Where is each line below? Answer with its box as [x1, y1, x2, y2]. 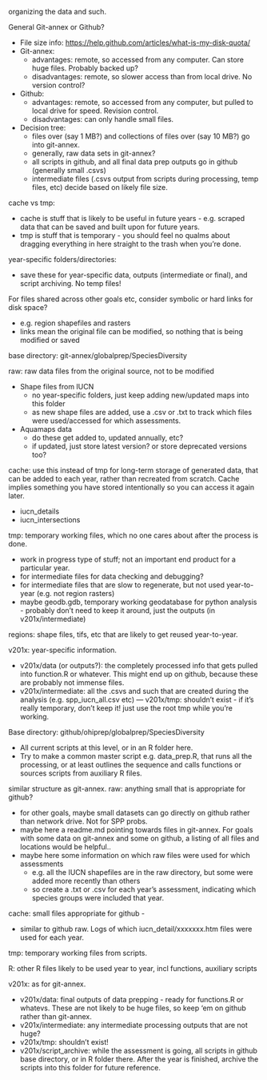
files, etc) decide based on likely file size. [31, 183, 168, 191]
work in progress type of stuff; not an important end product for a [19, 554, 236, 564]
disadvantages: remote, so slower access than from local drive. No [31, 72, 253, 81]
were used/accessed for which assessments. [31, 416, 181, 425]
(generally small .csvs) [31, 166, 106, 175]
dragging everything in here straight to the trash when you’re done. [19, 240, 241, 248]
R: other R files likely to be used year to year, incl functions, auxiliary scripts [8, 964, 257, 973]
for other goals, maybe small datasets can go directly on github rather [19, 808, 250, 817]
